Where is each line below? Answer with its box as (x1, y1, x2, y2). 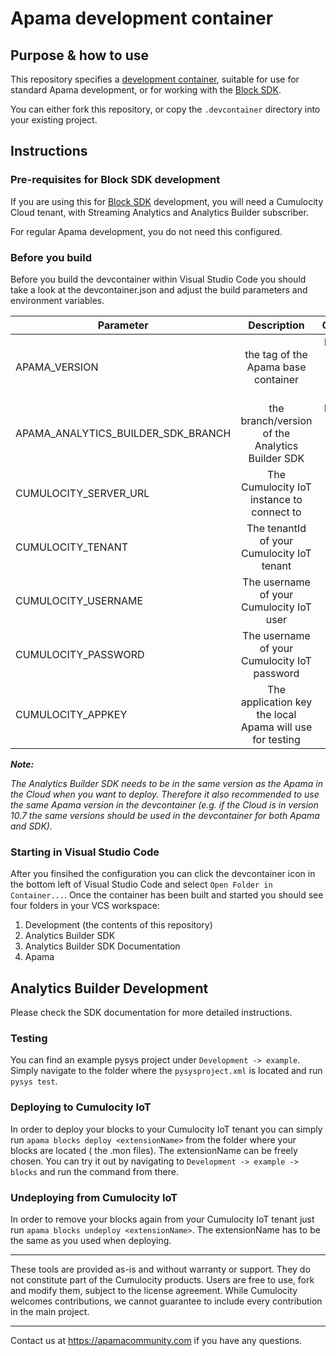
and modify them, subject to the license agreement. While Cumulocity (10, 1284, 298, 1296)
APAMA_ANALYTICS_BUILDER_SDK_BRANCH (15, 426, 232, 440)
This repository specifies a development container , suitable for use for (10, 73, 300, 85)
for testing (252, 732, 301, 746)
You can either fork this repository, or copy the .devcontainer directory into (10, 103, 321, 115)
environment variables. (10, 294, 105, 306)
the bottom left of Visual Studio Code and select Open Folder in (10, 878, 273, 891)
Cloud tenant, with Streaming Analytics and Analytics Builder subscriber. (10, 206, 309, 218)
